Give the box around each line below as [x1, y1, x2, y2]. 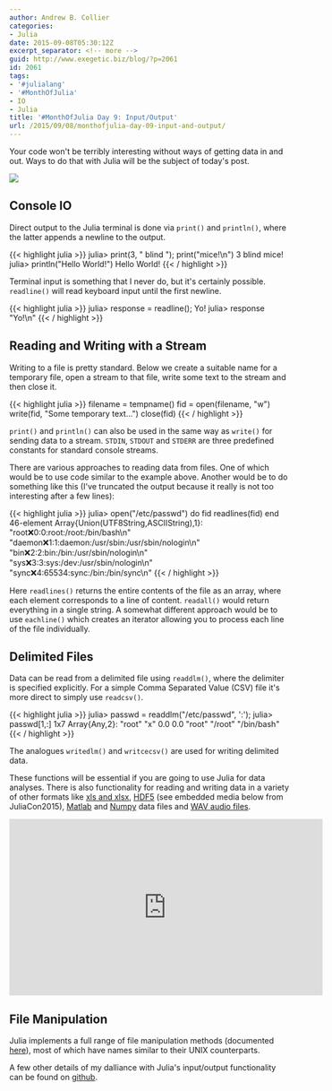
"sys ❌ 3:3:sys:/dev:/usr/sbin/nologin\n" [9, 557, 154, 567]
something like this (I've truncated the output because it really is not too [9, 481, 275, 491]
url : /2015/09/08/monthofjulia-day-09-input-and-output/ [9, 122, 226, 131]
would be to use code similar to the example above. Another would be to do [9, 472, 288, 482]
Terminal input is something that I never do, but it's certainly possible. [9, 275, 266, 287]
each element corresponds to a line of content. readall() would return [9, 594, 270, 605]
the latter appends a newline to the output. [9, 231, 166, 242]
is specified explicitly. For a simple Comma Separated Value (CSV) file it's [9, 682, 280, 693]
